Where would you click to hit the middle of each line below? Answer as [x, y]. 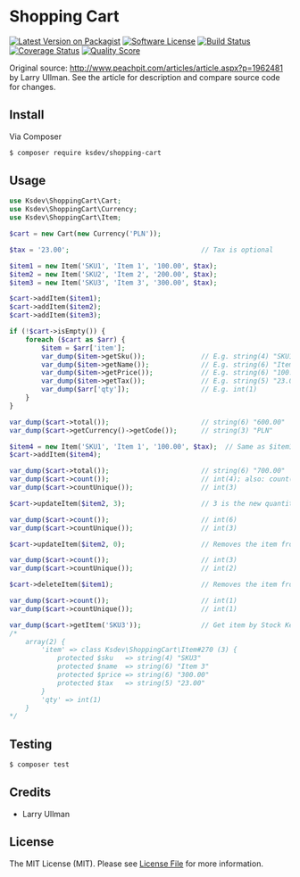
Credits [30, 793]
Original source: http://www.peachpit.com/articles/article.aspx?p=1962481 [146, 68]
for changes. [33, 87]
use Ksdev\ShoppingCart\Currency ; [74, 210]
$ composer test [39, 765]
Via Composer [36, 137]
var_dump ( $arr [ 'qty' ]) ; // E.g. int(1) [149, 390]
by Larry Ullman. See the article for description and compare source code [145, 77]
